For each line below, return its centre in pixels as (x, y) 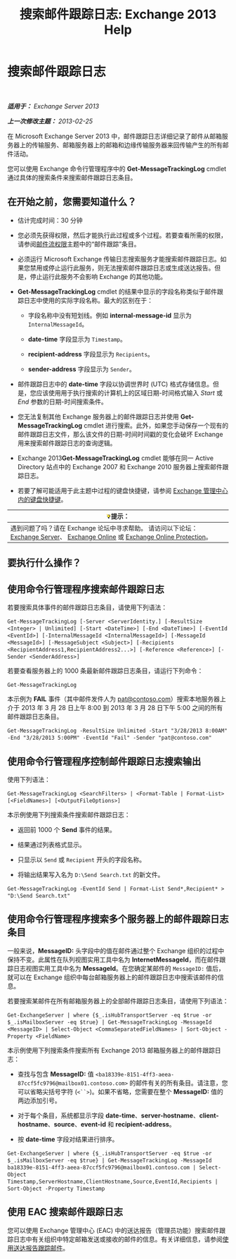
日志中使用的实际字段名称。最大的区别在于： (88, 300)
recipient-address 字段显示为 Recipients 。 (91, 354)
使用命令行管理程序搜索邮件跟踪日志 (86, 589)
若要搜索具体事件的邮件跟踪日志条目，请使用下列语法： (87, 607)
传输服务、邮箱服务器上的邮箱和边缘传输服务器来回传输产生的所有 (127, 144)
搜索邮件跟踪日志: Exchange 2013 (118, 14)
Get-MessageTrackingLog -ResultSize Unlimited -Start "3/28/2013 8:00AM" (118, 731)
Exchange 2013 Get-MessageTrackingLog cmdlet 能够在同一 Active (116, 458)
